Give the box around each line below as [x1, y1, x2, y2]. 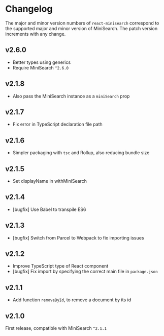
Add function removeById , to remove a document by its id [12, 297, 131, 303]
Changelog [5, 3, 53, 15]
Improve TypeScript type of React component [12, 263, 109, 269]
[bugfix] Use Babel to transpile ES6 [12, 206, 86, 212]
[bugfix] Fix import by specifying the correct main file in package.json [12, 269, 158, 275]
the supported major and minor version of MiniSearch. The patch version [5, 25, 158, 31]
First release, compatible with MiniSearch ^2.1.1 [5, 325, 107, 331]
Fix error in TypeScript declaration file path [12, 121, 103, 128]
